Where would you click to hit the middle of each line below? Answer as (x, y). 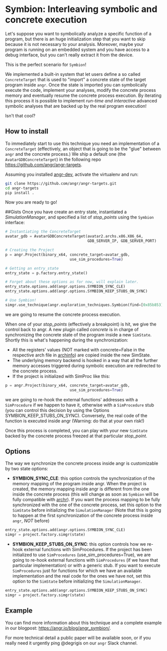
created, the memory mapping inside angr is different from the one (81, 489)
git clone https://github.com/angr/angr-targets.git (61, 183)
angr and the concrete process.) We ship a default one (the (65, 154)
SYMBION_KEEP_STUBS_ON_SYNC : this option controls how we (79, 544)
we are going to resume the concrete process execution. (63, 314)
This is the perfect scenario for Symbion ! (46, 64)
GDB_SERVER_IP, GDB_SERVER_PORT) (122, 241)
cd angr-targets (22, 188)
